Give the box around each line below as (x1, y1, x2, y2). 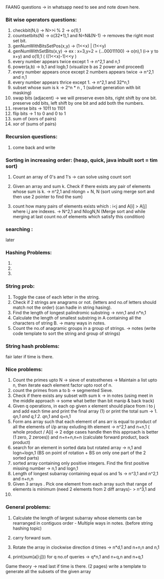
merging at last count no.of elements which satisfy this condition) (12, 213, 145, 219)
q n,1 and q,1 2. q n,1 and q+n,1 (12, 414, 71, 419)
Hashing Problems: (5, 249, 52, 256)
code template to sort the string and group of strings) (12, 330, 120, 336)
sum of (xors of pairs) (12, 116, 57, 122)
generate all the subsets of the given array (5, 568, 91, 574)
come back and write (12, 144, 56, 150)
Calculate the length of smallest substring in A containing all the (12, 315, 141, 321)
